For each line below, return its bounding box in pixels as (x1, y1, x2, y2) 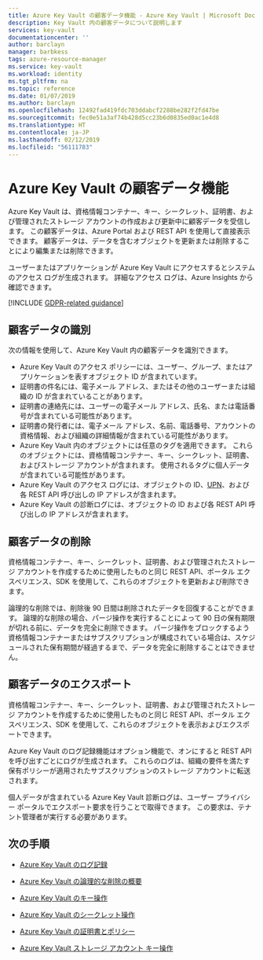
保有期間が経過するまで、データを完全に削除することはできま (49, 642, 249, 652)
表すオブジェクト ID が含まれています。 (74, 372, 202, 381)
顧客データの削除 (8, 535, 91, 548)
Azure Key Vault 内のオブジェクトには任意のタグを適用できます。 (19, 441, 231, 451)
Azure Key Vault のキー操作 (19, 893, 108, 903)
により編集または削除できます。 (14, 246, 118, 256)
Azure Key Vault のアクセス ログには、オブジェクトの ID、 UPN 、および (19, 480, 250, 490)
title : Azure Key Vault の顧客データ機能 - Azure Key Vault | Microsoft (8, 11, 242, 20)
